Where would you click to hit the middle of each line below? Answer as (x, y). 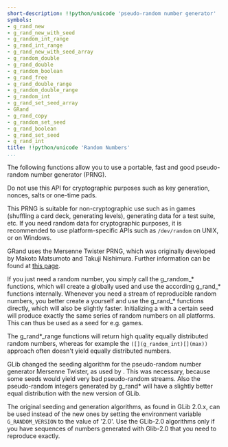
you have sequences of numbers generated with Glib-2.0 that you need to (112, 428)
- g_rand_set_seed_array (43, 103)
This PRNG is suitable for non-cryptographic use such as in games (101, 208)
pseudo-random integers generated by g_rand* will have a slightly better (110, 386)
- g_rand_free (27, 77)
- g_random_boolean (35, 71)
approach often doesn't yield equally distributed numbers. (89, 351)
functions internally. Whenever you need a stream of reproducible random (112, 294)
